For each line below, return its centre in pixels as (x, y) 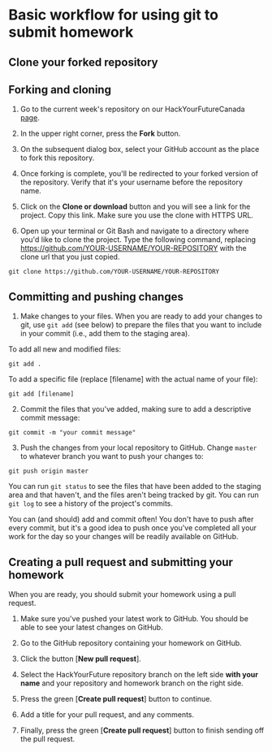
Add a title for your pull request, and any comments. (107, 715)
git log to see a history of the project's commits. (91, 503)
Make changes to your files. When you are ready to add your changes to (141, 316)
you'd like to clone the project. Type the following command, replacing (138, 240)
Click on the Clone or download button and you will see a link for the (135, 207)
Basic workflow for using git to (114, 15)
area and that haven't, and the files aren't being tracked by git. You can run (134, 495)
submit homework (71, 32)
